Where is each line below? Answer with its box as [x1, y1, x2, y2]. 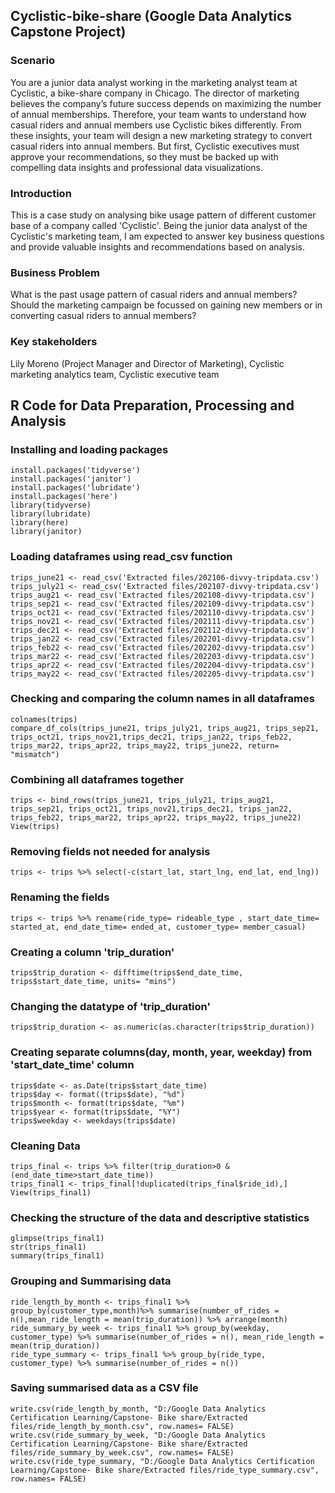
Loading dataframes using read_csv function [10, 550, 233, 564]
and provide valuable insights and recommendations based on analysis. [10, 240, 305, 253]
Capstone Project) [10, 24, 127, 41]
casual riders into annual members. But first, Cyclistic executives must [10, 140, 300, 152]
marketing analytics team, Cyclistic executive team [10, 368, 220, 380]
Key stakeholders [10, 335, 98, 349]
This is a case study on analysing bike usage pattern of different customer [10, 209, 317, 221]
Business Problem [10, 265, 101, 279]
